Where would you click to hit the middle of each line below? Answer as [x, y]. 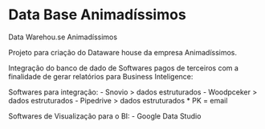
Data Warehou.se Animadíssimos [63, 37]
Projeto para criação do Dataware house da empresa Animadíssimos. [123, 52]
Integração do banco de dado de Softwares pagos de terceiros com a [124, 68]
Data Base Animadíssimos [97, 15]
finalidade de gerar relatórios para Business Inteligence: [101, 76]
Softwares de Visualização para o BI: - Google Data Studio [105, 116]
